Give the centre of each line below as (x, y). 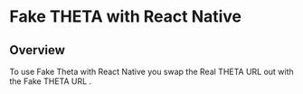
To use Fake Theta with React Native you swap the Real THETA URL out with (151, 71)
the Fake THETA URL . (51, 81)
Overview (38, 50)
